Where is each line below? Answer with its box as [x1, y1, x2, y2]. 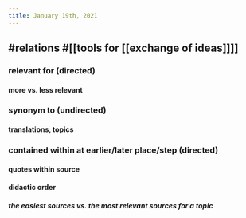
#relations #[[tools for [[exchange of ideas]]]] [8, 42, 239, 55]
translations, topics [8, 125, 74, 134]
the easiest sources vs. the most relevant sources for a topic [8, 200, 213, 210]
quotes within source [8, 164, 80, 174]
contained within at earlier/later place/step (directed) [8, 145, 219, 156]
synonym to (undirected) [8, 105, 107, 116]
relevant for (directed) [8, 65, 96, 76]
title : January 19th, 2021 [8, 11, 98, 20]
